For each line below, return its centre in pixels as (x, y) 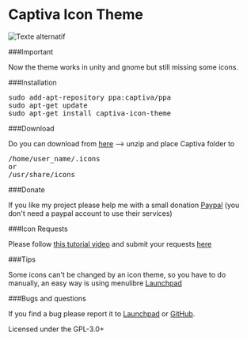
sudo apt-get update (48, 105)
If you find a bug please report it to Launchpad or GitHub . (102, 313)
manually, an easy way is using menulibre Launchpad (95, 283)
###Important (31, 51)
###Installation (32, 82)
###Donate (27, 189)
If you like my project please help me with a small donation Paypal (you (124, 205)
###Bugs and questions (47, 298)
